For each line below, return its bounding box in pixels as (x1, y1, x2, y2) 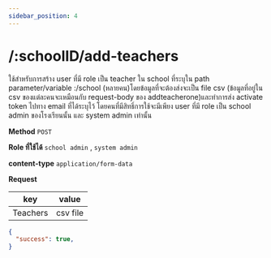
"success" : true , (15, 235, 75, 243)
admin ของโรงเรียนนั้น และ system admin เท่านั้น (8, 110, 153, 120)
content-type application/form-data (8, 158, 133, 168)
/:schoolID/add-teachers (8, 46, 179, 65)
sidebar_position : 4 (8, 11, 79, 20)
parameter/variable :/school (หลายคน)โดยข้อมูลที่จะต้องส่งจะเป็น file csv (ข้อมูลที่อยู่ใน (8, 83, 264, 92)
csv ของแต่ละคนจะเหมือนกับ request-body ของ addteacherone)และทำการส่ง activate (8, 92, 264, 101)
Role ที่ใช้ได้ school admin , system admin (8, 142, 138, 152)
